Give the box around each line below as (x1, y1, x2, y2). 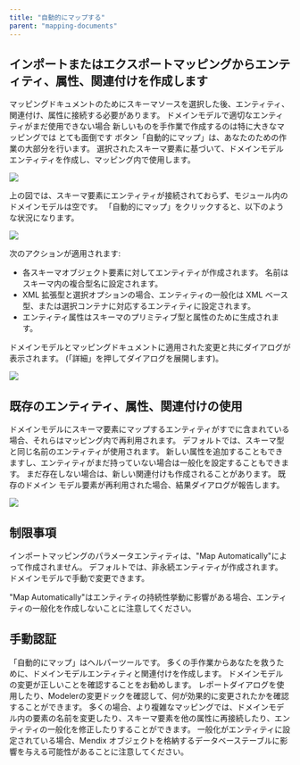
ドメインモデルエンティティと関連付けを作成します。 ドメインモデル (32, 668, 284, 678)
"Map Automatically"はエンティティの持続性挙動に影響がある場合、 (9, 591, 256, 603)
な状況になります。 (9, 212, 79, 223)
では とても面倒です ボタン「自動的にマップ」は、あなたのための (39, 132, 279, 143)
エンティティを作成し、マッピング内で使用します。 (9, 154, 196, 165)
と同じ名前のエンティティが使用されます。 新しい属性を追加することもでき (9, 446, 284, 457)
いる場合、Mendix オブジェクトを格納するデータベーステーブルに (39, 735, 280, 745)
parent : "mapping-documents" (9, 21, 118, 30)
